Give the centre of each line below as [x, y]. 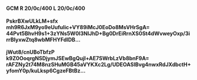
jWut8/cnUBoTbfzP [30, 52]
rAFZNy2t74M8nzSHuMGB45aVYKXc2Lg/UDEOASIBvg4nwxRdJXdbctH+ [98, 65]
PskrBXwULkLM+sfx [32, 21]
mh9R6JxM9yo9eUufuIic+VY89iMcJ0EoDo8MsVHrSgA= [78, 27]
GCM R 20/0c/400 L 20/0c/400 [46, 8]
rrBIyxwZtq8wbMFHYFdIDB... [43, 40]
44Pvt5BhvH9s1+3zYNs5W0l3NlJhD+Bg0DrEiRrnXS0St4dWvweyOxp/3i [98, 34]
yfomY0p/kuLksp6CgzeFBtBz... [46, 71]
